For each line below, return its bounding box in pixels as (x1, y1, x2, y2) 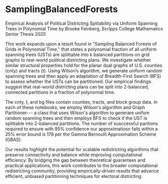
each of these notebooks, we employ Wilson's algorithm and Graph (5, 104, 145, 110)
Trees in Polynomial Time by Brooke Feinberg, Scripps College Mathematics (5, 25, 163, 31)
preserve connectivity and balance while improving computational (5, 152, 143, 158)
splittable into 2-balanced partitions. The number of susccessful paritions (5, 120, 158, 126)
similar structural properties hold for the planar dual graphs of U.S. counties (5, 62, 162, 68)
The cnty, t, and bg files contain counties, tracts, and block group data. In (5, 99, 158, 105)
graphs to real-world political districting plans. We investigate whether (5, 57, 151, 63)
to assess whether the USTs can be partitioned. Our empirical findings (5, 78, 151, 84)
